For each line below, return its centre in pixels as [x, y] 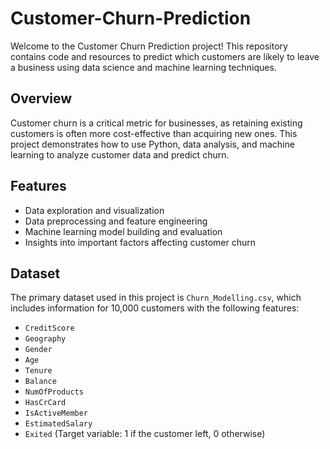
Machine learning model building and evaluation [123, 231]
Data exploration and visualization [94, 210]
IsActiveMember [56, 413]
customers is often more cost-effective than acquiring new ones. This [154, 133]
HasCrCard [45, 403]
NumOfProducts [54, 392]
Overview [41, 98]
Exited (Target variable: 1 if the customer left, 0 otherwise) [145, 434]
